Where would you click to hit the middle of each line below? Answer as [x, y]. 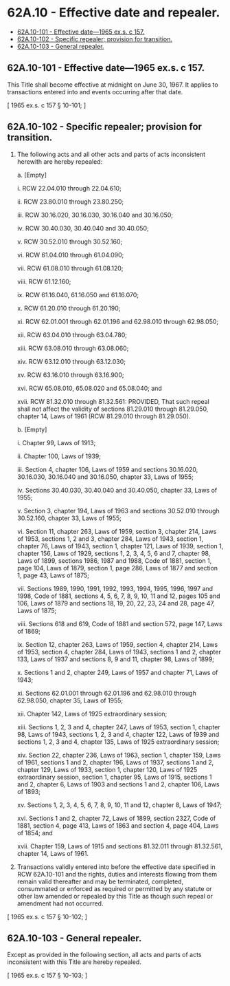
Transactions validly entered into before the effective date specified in [116, 867]
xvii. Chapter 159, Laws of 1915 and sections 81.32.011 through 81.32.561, [120, 846]
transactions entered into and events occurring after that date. [95, 92]
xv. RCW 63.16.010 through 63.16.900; [70, 375]
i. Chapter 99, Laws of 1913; [56, 442]
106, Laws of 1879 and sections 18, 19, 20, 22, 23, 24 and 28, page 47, [116, 603]
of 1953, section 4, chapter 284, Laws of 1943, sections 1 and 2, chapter [119, 652]
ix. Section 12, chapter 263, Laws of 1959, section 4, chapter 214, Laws [117, 644]
